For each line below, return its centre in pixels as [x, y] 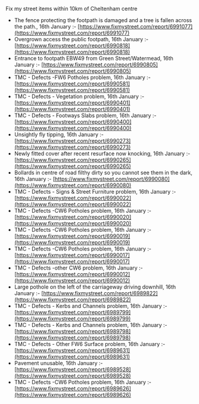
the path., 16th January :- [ [47, 27]
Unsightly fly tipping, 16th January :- [59, 134]
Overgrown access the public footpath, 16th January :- [81, 39]
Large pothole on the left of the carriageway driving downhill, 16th [95, 287]
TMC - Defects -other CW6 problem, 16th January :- [79, 268]
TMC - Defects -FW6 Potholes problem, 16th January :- [83, 77]
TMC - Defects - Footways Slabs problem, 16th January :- [85, 115]
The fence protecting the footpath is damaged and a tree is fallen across [103, 20]
